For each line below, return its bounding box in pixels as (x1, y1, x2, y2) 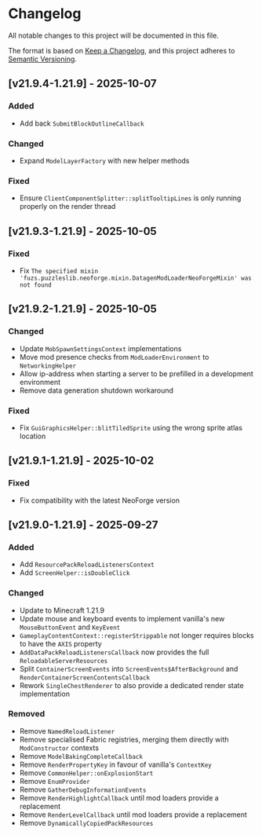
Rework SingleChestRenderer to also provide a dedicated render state (19, 680, 245, 690)
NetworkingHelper (19, 362, 77, 370)
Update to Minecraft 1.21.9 (19, 606, 104, 615)
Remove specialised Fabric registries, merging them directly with (19, 734, 229, 744)
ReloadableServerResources (19, 657, 108, 665)
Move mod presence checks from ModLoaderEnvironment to (19, 352, 209, 361)
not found (19, 280, 53, 289)
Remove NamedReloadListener (19, 726, 115, 735)
